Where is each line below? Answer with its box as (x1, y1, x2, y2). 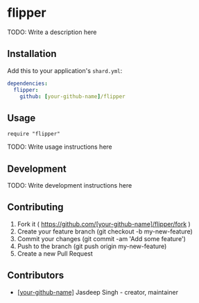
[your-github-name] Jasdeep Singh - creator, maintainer (17, 288, 179, 296)
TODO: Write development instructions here (7, 181, 132, 189)
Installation (7, 48, 57, 60)
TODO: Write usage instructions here (7, 142, 112, 151)
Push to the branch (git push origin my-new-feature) (17, 242, 167, 250)
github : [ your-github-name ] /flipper (19, 92, 126, 100)
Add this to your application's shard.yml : (7, 66, 123, 74)
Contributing (7, 202, 64, 213)
